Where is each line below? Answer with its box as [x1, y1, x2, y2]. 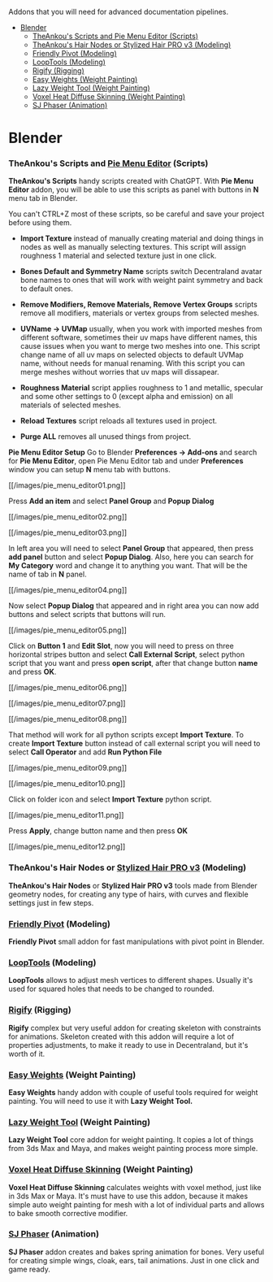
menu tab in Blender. [8, 193, 78, 203]
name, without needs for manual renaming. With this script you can [19, 359, 245, 368]
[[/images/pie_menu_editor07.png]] [8, 698, 126, 708]
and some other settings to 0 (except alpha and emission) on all [19, 392, 233, 402]
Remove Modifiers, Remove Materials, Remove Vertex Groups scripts [19, 300, 258, 310]
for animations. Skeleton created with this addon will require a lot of [8, 1032, 235, 1041]
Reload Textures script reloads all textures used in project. [19, 416, 218, 426]
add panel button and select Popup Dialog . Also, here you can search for [8, 552, 254, 562]
